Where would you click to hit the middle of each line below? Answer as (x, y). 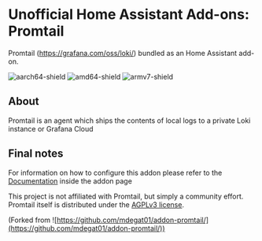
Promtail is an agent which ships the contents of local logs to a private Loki (129, 120)
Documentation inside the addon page (70, 181)
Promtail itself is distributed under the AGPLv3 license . (96, 204)
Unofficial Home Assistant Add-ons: (129, 15)
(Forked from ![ (33, 220)
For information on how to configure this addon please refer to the (115, 172)
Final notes (36, 154)
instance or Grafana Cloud (51, 128)
